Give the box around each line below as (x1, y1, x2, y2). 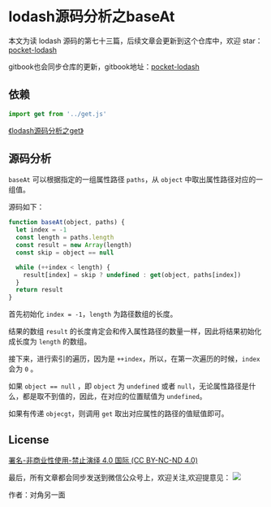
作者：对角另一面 (8, 490, 66, 500)
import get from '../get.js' (8, 110, 107, 118)
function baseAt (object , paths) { (8, 219, 126, 227)
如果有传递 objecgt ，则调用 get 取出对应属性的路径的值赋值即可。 (8, 409, 229, 418)
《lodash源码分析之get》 (8, 125, 84, 135)
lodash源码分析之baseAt (8, 7, 175, 26)
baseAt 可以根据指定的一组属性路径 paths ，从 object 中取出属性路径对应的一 (8, 175, 264, 184)
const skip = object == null (15, 249, 114, 257)
